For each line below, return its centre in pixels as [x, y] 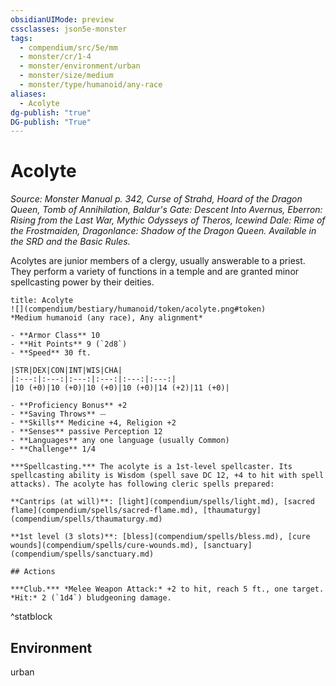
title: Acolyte [42, 301]
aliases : [28, 94]
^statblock [31, 617]
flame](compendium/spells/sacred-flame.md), [104, 511]
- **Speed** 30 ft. [51, 353]
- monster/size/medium [66, 76]
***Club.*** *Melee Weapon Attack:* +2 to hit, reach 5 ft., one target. [167, 589]
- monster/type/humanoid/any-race [91, 85]
